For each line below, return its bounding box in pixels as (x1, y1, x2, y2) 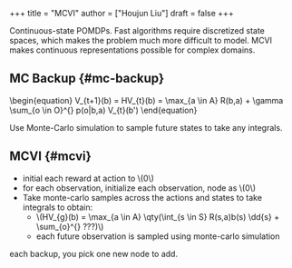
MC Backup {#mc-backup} (9, 71, 165, 86)
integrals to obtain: (22, 202, 93, 213)
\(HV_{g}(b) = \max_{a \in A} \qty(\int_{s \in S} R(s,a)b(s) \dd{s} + (35, 211, 279, 222)
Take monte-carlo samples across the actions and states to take (22, 192, 263, 203)
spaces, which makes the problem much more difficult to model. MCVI (9, 35, 273, 45)
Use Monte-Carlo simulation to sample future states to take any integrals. (9, 122, 283, 133)
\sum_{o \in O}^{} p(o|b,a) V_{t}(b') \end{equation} (9, 104, 198, 115)
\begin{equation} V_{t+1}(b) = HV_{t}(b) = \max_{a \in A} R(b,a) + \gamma (9, 94, 284, 105)
